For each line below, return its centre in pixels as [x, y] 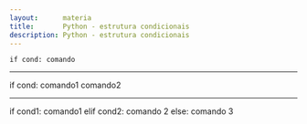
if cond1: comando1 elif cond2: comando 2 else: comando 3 [122, 111]
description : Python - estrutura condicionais [100, 35]
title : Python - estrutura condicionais [100, 26]
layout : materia [51, 18]
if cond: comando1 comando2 [65, 85]
